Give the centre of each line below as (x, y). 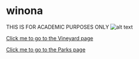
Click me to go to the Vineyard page (50, 38)
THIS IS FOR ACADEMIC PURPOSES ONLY (58, 27)
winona (24, 11)
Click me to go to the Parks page (46, 49)
